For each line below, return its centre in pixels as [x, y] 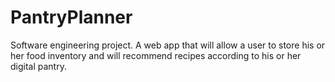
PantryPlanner [71, 17]
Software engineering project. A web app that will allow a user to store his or [168, 45]
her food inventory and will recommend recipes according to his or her [156, 55]
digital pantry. [38, 66]
